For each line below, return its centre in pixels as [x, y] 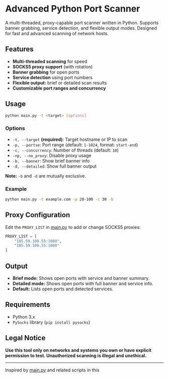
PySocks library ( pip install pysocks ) [51, 322]
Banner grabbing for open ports [46, 72]
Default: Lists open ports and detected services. [63, 289]
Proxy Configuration [38, 215]
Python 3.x [24, 317]
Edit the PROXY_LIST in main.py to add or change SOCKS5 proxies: [73, 227]
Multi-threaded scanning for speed [50, 61]
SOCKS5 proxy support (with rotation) [53, 66]
